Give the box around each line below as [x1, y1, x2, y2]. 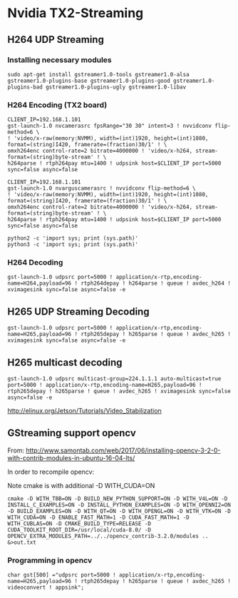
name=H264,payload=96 [7, 280, 72, 287]
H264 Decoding [7, 258, 63, 268]
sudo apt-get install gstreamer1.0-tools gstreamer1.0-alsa [7, 71, 190, 78]
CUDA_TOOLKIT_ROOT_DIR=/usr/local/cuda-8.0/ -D [7, 526, 152, 533]
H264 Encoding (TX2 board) [7, 100, 108, 110]
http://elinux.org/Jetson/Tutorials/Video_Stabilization [7, 407, 162, 415]
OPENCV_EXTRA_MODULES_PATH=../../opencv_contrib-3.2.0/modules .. [7, 532, 209, 539]
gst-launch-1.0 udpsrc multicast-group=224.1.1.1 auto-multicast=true [7, 375, 222, 382]
